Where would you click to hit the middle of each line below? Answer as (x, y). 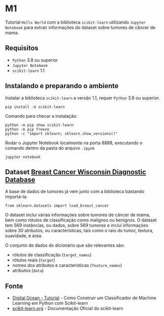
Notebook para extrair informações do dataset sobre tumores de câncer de (80, 27)
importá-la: (16, 197)
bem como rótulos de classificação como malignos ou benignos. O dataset (81, 220)
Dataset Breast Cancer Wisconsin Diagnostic (76, 172)
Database (20, 179)
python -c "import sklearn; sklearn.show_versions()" (62, 133)
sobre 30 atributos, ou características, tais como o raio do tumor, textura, (79, 231)
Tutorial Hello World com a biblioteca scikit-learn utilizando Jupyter (76, 22)
